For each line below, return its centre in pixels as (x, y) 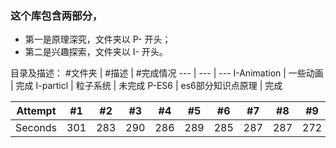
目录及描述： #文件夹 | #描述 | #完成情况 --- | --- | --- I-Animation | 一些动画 (167, 73)
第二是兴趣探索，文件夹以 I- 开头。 (96, 52)
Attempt (36, 111)
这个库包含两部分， (56, 15)
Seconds (36, 128)
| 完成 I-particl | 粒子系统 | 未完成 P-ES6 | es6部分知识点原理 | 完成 (146, 86)
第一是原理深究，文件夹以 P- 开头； (98, 39)
